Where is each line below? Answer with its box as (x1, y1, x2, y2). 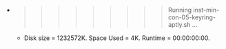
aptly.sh (167, 21, 191, 28)
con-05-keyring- (167, 13, 216, 21)
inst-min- (192, 6, 220, 14)
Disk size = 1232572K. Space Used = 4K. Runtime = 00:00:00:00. (23, 34, 210, 42)
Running (167, 6, 192, 14)
